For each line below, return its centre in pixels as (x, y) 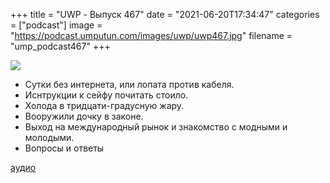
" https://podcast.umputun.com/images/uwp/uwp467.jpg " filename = (151, 35)
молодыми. (49, 137)
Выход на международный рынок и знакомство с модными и (156, 127)
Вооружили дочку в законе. (84, 116)
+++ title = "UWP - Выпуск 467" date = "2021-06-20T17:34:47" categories (165, 14)
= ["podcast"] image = (56, 25)
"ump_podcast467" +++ (60, 46)
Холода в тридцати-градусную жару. (104, 105)
